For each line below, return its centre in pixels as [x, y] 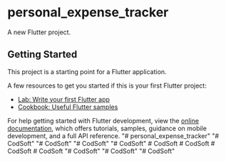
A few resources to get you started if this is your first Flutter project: [107, 85]
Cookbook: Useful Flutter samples [68, 107]
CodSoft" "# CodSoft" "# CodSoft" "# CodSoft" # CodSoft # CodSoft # [111, 143]
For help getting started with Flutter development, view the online [103, 120]
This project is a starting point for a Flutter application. [87, 71]
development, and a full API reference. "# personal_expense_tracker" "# [113, 135]
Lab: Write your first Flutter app [64, 99]
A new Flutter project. [39, 32]
